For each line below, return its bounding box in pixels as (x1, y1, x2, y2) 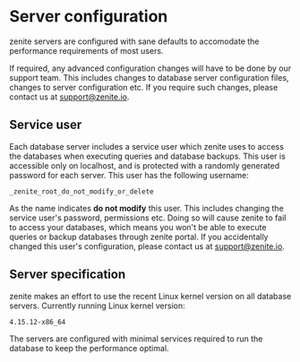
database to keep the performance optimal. (9, 342, 169, 353)
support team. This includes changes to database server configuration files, (9, 72, 289, 82)
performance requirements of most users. (9, 45, 164, 56)
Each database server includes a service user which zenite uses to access (9, 141, 285, 151)
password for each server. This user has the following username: (9, 169, 249, 180)
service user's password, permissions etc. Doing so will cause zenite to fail (9, 212, 287, 223)
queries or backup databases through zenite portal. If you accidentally (9, 231, 269, 242)
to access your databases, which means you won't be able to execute (9, 221, 267, 232)
